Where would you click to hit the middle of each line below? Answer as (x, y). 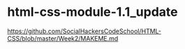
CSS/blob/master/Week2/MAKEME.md (63, 38)
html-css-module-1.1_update (92, 12)
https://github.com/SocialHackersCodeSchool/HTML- (84, 31)
